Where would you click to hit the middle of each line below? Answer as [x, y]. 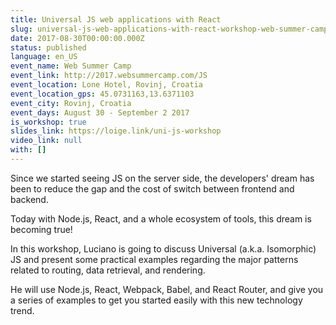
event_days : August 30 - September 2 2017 [100, 112]
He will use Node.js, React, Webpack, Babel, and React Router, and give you [167, 289]
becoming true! [41, 229]
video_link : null [46, 141]
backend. [29, 199]
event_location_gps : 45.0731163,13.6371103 [102, 94]
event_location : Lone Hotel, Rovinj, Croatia [106, 85]
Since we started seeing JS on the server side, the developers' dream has [162, 178]
